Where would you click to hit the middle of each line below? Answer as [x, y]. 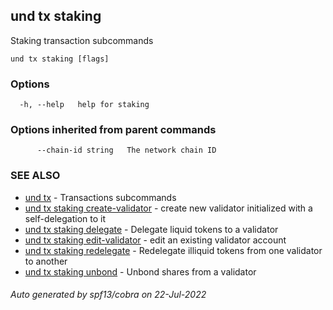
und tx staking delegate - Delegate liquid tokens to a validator [151, 229]
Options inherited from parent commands [113, 130]
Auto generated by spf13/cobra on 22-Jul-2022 [108, 295]
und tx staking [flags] [60, 59]
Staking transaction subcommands [82, 40]
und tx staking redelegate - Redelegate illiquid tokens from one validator [173, 250]
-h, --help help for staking [84, 105]
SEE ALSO [35, 176]
